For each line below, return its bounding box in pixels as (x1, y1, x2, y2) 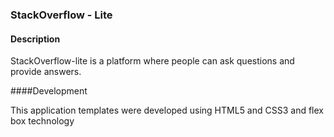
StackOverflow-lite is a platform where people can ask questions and (10, 55, 295, 67)
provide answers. (10, 66, 82, 78)
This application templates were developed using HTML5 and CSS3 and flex (10, 104, 324, 117)
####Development (10, 85, 88, 97)
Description (10, 33, 61, 45)
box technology (10, 115, 75, 127)
